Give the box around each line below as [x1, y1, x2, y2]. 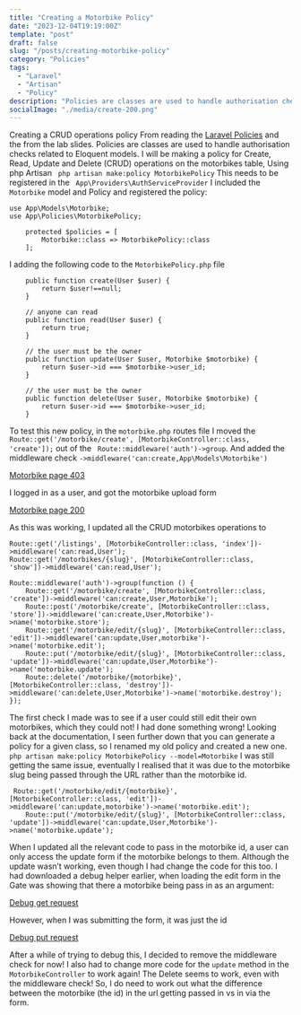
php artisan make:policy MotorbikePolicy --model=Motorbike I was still [9, 750, 275, 761]
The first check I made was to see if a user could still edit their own [9, 713, 257, 723]
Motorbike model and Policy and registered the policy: [9, 187, 208, 197]
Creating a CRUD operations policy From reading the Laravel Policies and [9, 129, 279, 140]
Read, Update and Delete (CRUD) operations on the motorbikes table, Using [9, 158, 289, 169]
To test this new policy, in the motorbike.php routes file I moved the [9, 425, 256, 436]
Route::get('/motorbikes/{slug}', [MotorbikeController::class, [9, 556, 254, 564]
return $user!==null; [41, 284, 123, 293]
